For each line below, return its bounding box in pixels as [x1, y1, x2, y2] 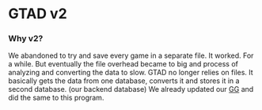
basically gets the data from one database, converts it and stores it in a [8, 76, 240, 85]
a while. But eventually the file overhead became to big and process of [8, 59, 239, 69]
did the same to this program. [8, 93, 104, 103]
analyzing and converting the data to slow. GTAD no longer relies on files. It [8, 68, 253, 78]
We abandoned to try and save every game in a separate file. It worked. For [8, 51, 254, 60]
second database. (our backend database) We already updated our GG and [8, 85, 254, 94]
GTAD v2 [8, 5, 67, 23]
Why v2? [8, 33, 44, 44]
